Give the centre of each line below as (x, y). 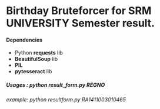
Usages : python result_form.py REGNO (56, 85)
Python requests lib (39, 53)
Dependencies (24, 40)
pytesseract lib (33, 71)
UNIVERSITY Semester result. (80, 23)
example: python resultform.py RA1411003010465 (66, 100)
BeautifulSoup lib (36, 59)
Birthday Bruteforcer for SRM (79, 11)
